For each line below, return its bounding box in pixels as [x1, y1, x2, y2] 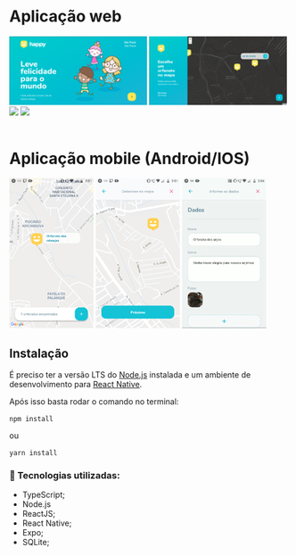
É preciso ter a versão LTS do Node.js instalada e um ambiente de [9, 369, 251, 380]
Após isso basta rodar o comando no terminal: [9, 395, 179, 407]
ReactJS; [21, 509, 56, 519]
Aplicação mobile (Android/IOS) [9, 148, 251, 169]
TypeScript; [21, 489, 65, 501]
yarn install [9, 448, 58, 457]
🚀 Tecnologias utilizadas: [9, 469, 120, 481]
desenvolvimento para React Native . [9, 378, 143, 389]
